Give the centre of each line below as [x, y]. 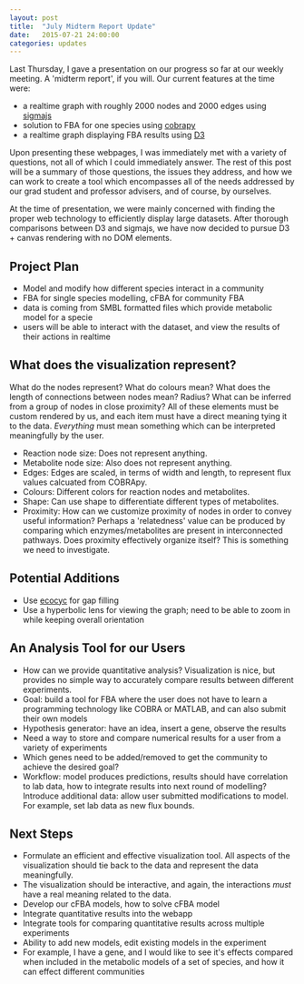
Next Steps [41, 833]
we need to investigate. [66, 549]
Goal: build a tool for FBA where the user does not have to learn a [145, 699]
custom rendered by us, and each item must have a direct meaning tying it [148, 416]
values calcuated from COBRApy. [85, 482]
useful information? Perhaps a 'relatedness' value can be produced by [154, 520]
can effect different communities [83, 972]
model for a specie [58, 317]
